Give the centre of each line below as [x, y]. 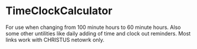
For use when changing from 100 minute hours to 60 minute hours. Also [93, 27]
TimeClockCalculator [59, 11]
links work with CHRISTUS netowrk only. [55, 40]
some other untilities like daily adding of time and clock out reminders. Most [98, 33]
